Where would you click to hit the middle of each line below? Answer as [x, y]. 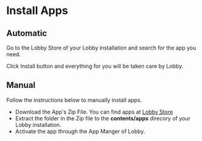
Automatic [27, 33]
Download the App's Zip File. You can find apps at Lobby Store [94, 112]
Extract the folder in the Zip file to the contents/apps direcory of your [103, 118]
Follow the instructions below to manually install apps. [74, 100]
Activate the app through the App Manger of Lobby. [80, 131]
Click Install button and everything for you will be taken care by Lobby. [95, 66]
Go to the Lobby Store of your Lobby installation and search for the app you [101, 48]
